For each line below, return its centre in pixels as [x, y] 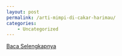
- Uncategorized [38, 29]
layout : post [23, 12]
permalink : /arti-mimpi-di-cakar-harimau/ [61, 18]
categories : [21, 23]
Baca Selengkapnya [31, 46]
